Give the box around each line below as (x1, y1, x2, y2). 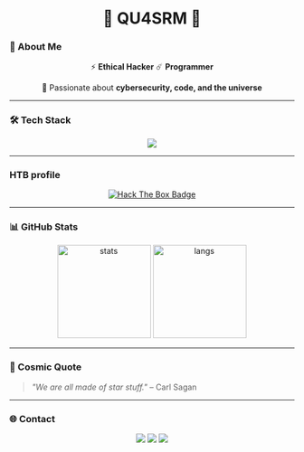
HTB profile (9, 168, 61, 181)
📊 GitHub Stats (9, 221, 79, 233)
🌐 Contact (9, 412, 56, 425)
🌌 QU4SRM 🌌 (102, 8, 202, 29)
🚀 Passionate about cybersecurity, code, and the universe (42, 82, 262, 93)
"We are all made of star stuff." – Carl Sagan (31, 381, 197, 392)
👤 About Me (9, 41, 62, 53)
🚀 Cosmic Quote (9, 361, 82, 373)
